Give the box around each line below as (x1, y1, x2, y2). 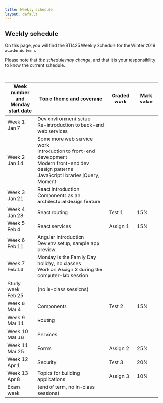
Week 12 (7, 356, 28, 363)
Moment (37, 178, 57, 185)
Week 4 (7, 206, 25, 213)
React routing (37, 209, 68, 216)
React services (37, 223, 71, 230)
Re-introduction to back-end (37, 122, 104, 129)
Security (37, 359, 57, 366)
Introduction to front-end (37, 148, 95, 154)
